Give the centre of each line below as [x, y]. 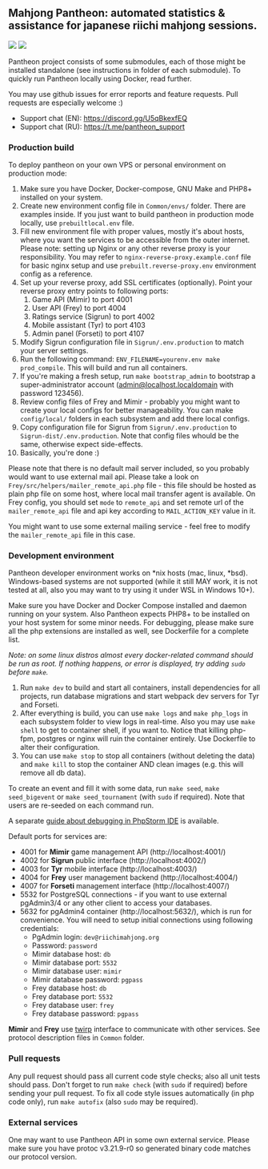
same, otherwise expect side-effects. [81, 445]
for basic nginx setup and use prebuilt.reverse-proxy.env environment [138, 266]
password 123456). [52, 393]
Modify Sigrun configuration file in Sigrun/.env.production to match [132, 342]
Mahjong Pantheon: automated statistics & [117, 13]
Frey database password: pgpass [85, 1014]
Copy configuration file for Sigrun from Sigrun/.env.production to [128, 427]
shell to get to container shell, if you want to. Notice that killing [124, 730]
